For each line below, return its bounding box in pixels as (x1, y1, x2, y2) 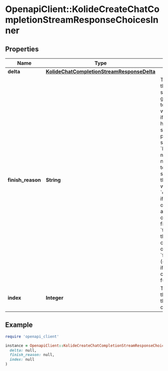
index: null (9, 357, 35, 362)
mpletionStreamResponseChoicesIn (5, 14, 159, 26)
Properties (5, 45, 39, 53)
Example (5, 321, 33, 329)
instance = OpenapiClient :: (5, 343, 64, 348)
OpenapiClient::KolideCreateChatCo (5, 4, 160, 15)
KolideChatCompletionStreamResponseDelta (45, 68, 156, 75)
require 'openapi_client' (5, 334, 59, 339)
